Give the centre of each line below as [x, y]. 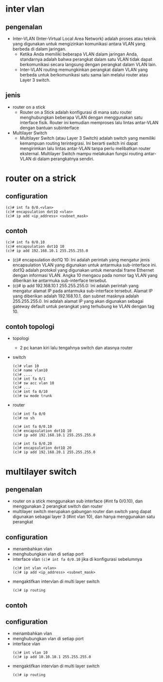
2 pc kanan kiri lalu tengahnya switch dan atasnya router [76, 348]
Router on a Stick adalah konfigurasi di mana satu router [76, 112]
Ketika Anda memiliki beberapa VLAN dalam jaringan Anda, [79, 54]
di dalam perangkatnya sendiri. [64, 159]
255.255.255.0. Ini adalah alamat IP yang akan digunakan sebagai [78, 301]
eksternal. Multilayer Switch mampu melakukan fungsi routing [81, 153]
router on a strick [41, 178]
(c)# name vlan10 [30, 370]
